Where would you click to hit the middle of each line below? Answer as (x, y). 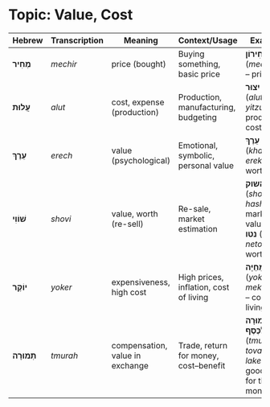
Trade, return (202, 345)
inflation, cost (204, 287)
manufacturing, (207, 107)
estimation (198, 228)
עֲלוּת (21, 107)
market (191, 219)
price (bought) (139, 64)
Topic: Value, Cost (71, 15)
